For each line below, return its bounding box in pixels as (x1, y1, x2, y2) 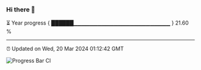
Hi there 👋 (6, 5, 36, 14)
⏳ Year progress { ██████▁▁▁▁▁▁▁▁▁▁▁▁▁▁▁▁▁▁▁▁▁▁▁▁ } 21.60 (6, 19, 189, 26)
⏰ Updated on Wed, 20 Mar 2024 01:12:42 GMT (6, 45, 124, 53)
